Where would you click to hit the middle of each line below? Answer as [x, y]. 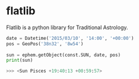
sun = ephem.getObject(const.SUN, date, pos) [63, 55]
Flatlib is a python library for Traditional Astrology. [67, 27]
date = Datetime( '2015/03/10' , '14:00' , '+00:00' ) [70, 38]
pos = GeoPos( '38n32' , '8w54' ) [45, 44]
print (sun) [20, 61]
